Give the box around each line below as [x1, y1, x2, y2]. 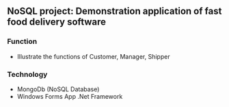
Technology [7, 69, 48, 79]
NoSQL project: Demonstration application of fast [7, 5, 222, 17]
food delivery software [7, 16, 107, 28]
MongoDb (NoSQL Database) [16, 85, 100, 93]
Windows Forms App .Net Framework [16, 92, 123, 100]
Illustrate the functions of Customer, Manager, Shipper [16, 52, 170, 60]
